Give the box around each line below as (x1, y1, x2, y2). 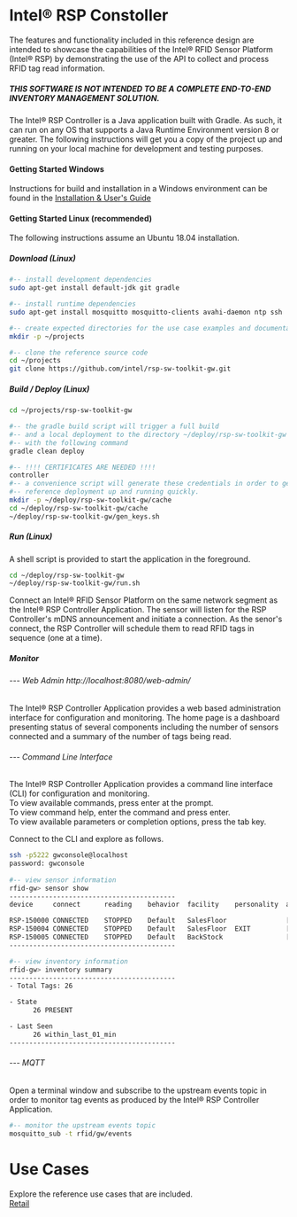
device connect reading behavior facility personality (9, 901, 278, 909)
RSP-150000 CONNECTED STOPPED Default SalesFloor (9, 917, 227, 925)
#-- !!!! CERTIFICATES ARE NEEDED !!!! (9, 463, 156, 472)
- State (9, 998, 38, 1007)
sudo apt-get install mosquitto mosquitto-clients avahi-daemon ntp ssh (9, 308, 283, 316)
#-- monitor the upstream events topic (9, 1120, 156, 1130)
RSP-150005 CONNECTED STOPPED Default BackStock (9, 932, 224, 941)
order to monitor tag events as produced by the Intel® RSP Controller (9, 1094, 260, 1104)
